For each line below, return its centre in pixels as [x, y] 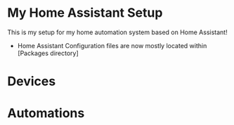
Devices [32, 81]
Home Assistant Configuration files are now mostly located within [112, 45]
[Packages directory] [48, 53]
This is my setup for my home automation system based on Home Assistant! [117, 32]
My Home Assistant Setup [85, 13]
